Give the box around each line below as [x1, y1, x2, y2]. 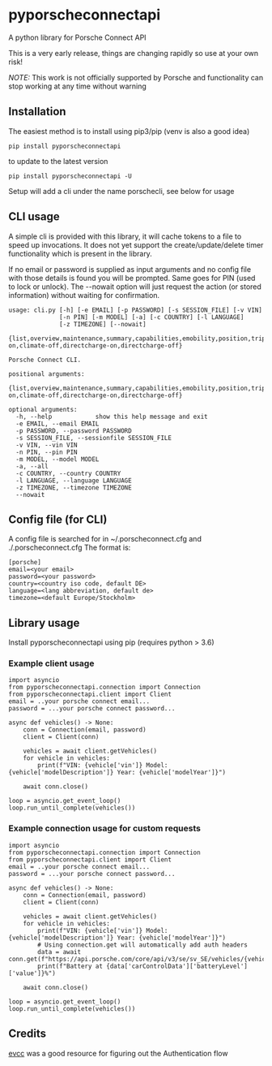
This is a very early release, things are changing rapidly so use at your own [8, 48, 259, 58]
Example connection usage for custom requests [8, 822, 201, 834]
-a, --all [15, 462, 49, 470]
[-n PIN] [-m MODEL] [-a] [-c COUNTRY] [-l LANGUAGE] [59, 313, 244, 322]
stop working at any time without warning [8, 81, 147, 91]
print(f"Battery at [37, 962, 104, 970]
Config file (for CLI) [8, 512, 108, 526]
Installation [8, 105, 66, 119]
